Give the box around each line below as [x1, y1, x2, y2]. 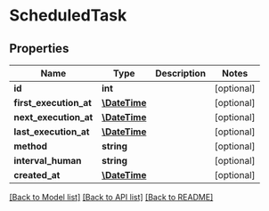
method [13, 140, 47, 152]
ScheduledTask [9, 5, 127, 26]
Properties [9, 41, 69, 56]
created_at [13, 169, 61, 181]
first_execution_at [13, 97, 92, 109]
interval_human [13, 155, 82, 166]
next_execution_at [13, 111, 94, 123]
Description [155, 68, 207, 79]
